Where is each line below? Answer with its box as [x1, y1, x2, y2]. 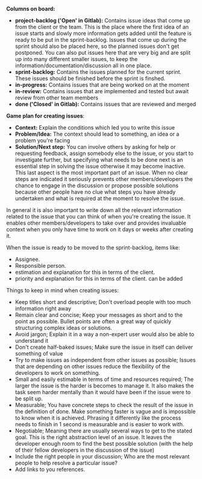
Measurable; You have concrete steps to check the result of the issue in [14, 401, 194, 408]
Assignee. [14, 256, 40, 263]
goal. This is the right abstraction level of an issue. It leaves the [14, 434, 172, 441]
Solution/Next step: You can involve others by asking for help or [14, 144, 176, 150]
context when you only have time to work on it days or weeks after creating [6, 226, 194, 233]
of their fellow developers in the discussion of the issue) [14, 446, 155, 454]
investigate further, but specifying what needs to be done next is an [14, 156, 183, 163]
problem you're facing [14, 137, 71, 144]
